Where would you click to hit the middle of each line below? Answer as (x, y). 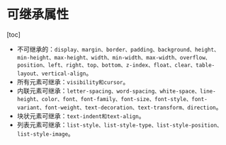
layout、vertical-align (51, 74)
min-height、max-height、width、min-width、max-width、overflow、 (114, 57)
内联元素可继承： (42, 91)
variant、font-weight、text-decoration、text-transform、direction (117, 108)
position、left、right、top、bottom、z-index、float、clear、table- (116, 65)
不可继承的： (35, 49)
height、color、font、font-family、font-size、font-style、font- (112, 99)
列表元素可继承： (42, 124)
